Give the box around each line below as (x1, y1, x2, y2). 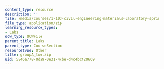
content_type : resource (5, 7, 54, 12)
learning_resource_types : (5, 25, 58, 30)
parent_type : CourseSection (5, 43, 62, 48)
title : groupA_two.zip (5, 52, 51, 57)
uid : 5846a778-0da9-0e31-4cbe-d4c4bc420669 (5, 57, 95, 62)
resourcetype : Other (5, 48, 47, 52)
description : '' (5, 12, 38, 17)
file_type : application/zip (5, 20, 62, 26)
